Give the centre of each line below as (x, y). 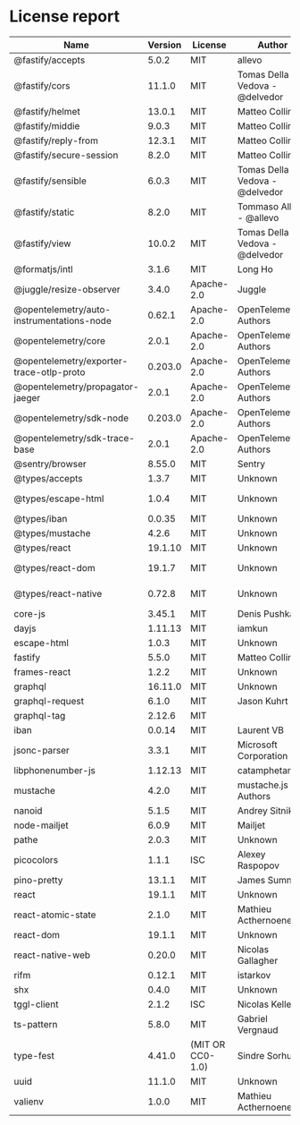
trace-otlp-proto (50, 371)
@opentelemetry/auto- (62, 309)
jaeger (27, 397)
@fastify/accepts (50, 60)
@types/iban (41, 518)
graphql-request (49, 701)
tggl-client (36, 1004)
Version (165, 45)
